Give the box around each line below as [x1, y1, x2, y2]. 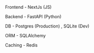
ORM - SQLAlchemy [5, 33, 46, 38]
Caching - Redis [5, 42, 38, 48]
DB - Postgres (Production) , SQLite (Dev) [5, 23, 90, 29]
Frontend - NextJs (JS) [5, 4, 52, 10]
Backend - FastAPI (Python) [5, 14, 62, 19]
